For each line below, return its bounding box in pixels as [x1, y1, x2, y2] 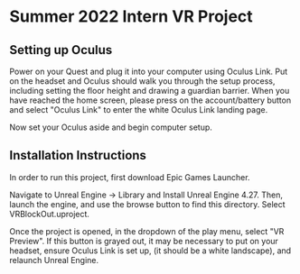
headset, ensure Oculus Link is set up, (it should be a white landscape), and [9, 245, 292, 256]
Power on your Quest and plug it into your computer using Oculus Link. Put [9, 66, 288, 77]
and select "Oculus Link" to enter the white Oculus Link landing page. [9, 105, 268, 114]
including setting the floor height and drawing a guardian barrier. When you [9, 86, 290, 96]
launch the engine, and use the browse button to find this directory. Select [9, 198, 286, 209]
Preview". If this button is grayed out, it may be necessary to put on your [9, 235, 278, 246]
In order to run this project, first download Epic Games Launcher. [9, 171, 250, 182]
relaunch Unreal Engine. [9, 254, 99, 265]
